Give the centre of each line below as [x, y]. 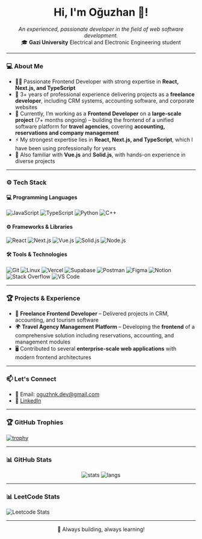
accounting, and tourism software [57, 320]
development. [101, 35]
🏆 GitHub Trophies [35, 423]
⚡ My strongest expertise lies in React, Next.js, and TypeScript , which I [104, 140]
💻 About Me [25, 66]
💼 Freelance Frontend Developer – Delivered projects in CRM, [92, 314]
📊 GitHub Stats [29, 459]
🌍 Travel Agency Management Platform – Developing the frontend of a [105, 327]
